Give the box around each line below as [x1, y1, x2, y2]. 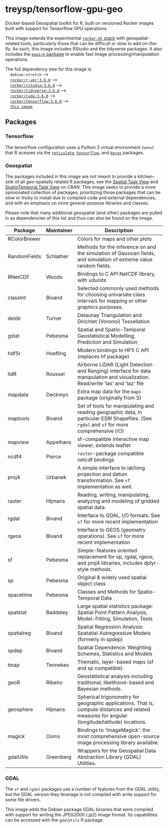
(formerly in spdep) [77, 636, 123, 643]
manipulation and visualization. [77, 373, 150, 380]
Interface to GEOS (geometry [77, 526, 146, 533]
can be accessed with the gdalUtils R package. [5, 817, 104, 823]
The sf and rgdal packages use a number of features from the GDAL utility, [5, 786, 160, 792]
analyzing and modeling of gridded [77, 497, 159, 504]
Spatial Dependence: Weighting [77, 644, 151, 651]
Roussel [45, 370, 65, 377]
